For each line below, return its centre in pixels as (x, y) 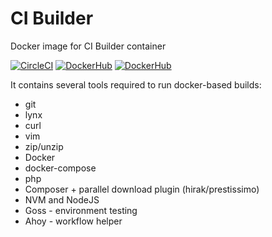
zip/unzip (44, 146)
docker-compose (60, 168)
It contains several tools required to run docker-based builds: (136, 84)
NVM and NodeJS (62, 199)
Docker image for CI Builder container (88, 46)
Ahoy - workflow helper (73, 221)
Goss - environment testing (81, 210)
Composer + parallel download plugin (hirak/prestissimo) (142, 189)
